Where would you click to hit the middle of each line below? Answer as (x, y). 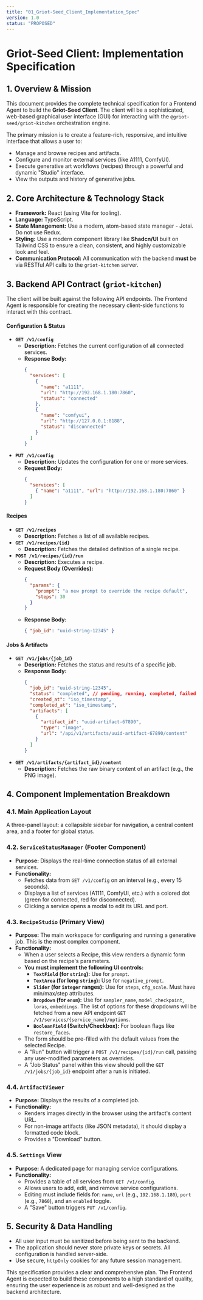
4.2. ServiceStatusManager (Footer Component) (76, 847)
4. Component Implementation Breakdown (88, 794)
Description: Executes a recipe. (64, 562)
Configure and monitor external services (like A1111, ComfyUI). (93, 160)
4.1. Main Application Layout (49, 812)
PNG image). (40, 775)
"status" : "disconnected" (73, 427)
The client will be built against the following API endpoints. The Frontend (97, 299)
